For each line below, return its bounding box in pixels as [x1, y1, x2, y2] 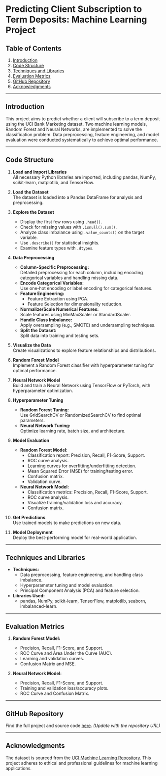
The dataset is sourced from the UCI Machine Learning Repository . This [5, 755, 151, 761]
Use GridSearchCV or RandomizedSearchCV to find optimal [20, 412, 142, 418]
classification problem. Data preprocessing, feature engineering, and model [5, 131, 159, 137]
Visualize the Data [12, 342, 51, 348]
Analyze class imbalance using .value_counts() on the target [20, 229, 144, 235]
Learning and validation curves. [20, 656, 84, 662]
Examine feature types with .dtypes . [20, 245, 94, 251]
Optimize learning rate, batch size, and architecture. [20, 428, 126, 434]
